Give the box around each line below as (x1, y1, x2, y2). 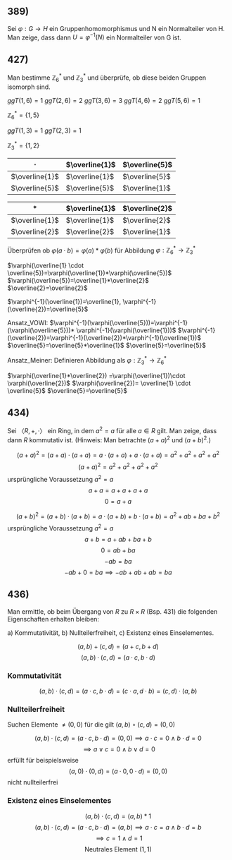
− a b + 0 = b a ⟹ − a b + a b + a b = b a (64, 568, 172, 576)
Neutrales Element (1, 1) (84, 844, 153, 853)
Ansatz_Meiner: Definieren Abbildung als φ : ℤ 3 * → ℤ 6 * (7, 355, 167, 366)
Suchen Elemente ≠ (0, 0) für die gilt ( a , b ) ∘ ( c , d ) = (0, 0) (7, 720, 176, 729)
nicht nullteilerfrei (7, 778, 58, 787)
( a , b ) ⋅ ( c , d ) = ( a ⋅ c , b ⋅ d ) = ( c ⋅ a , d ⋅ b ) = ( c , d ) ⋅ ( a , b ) (39, 687, 198, 696)
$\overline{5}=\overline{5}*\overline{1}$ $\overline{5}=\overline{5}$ (7, 341, 206, 350)
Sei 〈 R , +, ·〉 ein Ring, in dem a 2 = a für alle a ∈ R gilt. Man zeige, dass (7, 425, 217, 435)
